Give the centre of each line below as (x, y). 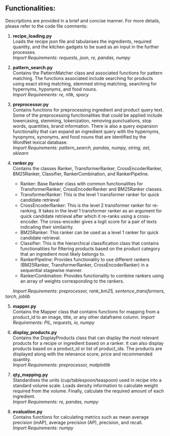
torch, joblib (18, 296)
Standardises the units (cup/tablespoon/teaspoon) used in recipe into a (87, 380)
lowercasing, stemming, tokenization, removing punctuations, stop (82, 120)
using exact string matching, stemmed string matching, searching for (85, 84)
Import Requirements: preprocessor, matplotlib (61, 365)
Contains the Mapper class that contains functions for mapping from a (86, 311)
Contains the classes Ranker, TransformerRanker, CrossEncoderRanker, (87, 168)
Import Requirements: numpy (43, 428)
